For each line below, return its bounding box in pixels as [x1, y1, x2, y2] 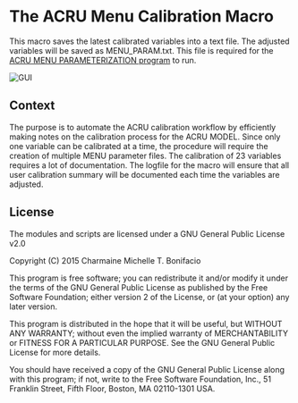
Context [9, 98, 55, 113]
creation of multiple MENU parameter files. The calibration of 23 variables [9, 150, 282, 161]
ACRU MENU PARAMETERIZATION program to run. [9, 55, 197, 65]
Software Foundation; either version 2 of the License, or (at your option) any [9, 291, 290, 302]
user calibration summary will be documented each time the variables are [9, 169, 280, 180]
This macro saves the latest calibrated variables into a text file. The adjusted [9, 36, 290, 46]
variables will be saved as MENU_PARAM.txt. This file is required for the [9, 45, 275, 55]
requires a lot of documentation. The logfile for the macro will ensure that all [9, 159, 290, 171]
